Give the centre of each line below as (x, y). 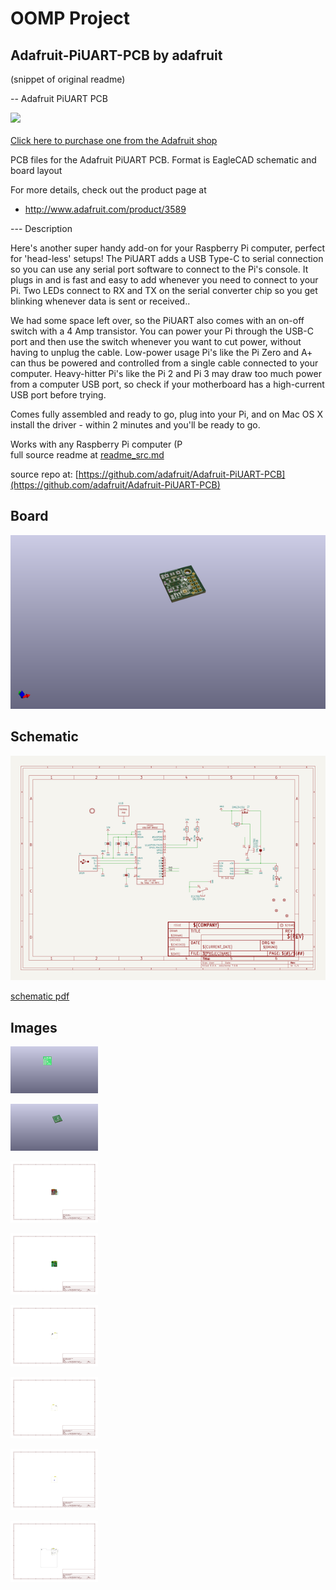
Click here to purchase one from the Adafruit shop (114, 140)
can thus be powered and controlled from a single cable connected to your (164, 363)
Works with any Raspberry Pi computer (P (96, 444)
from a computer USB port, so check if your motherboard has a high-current (167, 384)
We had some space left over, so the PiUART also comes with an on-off (157, 320)
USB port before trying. (58, 395)
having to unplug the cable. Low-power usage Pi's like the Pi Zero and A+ (161, 352)
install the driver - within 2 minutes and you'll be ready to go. (135, 425)
